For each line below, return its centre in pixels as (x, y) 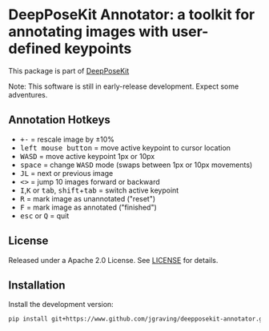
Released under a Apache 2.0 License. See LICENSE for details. (113, 260)
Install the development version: (61, 305)
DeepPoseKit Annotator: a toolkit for (132, 15)
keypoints (98, 49)
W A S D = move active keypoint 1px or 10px (87, 156)
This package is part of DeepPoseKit (69, 70)
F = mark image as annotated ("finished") (88, 207)
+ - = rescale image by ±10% (67, 139)
